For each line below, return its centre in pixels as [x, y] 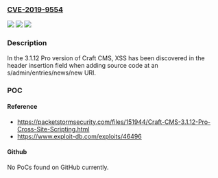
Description [27, 43]
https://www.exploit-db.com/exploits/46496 [79, 136]
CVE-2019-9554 [35, 10]
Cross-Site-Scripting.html [53, 129]
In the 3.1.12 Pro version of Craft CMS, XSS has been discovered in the [106, 58]
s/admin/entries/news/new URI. [52, 73]
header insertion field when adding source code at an [83, 65]
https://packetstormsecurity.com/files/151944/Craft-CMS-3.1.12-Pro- [114, 122]
